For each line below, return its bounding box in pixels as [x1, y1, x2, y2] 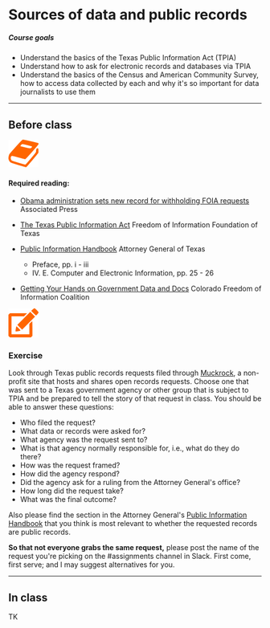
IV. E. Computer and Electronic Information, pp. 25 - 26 [31, 268, 215, 278]
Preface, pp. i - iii [31, 259, 89, 270]
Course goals [8, 32, 55, 42]
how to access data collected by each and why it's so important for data [19, 79, 260, 88]
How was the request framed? [19, 460, 121, 471]
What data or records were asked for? [19, 426, 146, 436]
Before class [8, 118, 72, 132]
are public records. [8, 528, 71, 537]
